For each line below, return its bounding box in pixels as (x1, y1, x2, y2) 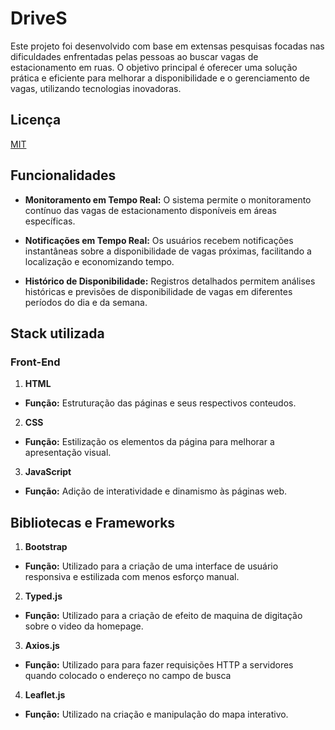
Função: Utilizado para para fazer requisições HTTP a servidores (24, 659, 294, 671)
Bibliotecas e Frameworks (10, 514, 176, 531)
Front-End (10, 355, 61, 369)
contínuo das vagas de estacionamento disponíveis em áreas (24, 204, 277, 216)
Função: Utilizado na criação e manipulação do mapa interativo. (24, 708, 289, 721)
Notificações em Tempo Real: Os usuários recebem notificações (24, 234, 294, 246)
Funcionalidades (10, 167, 117, 184)
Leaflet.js (24, 689, 66, 701)
